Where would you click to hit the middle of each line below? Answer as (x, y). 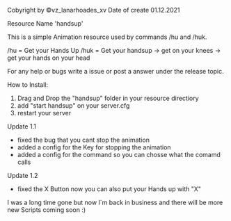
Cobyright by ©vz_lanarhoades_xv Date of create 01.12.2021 (94, 10)
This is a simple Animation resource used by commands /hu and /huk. (107, 37)
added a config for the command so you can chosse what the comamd (119, 155)
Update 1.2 (23, 175)
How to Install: (28, 85)
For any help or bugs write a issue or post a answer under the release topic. (115, 71)
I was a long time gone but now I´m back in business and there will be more (115, 202)
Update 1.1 (22, 126)
